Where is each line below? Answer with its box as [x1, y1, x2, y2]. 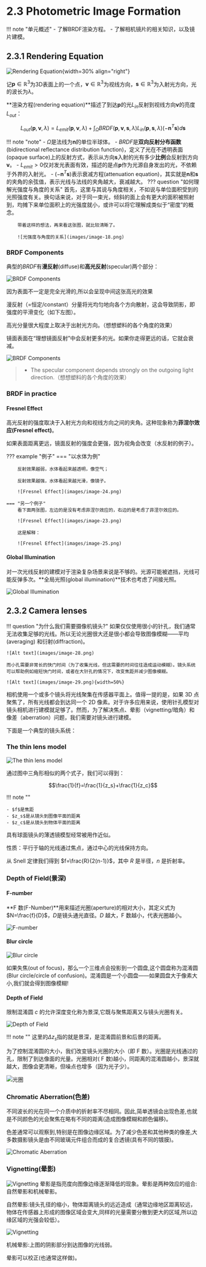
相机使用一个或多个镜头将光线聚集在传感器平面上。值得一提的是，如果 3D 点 [6, 691, 199, 698]
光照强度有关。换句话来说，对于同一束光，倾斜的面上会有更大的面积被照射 [6, 193, 194, 201]
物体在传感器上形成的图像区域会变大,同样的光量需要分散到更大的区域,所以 [6, 1208, 193, 1215]
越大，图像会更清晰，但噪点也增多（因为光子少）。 [6, 1063, 133, 1070]
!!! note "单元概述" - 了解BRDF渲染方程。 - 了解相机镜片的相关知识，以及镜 [6, 25, 195, 33]
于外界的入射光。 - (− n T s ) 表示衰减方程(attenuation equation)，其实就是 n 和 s [6, 169, 199, 177]
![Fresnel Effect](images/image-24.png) [17, 489, 122, 495]
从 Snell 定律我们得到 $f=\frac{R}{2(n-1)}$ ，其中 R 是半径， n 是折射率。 [6, 857, 188, 865]
